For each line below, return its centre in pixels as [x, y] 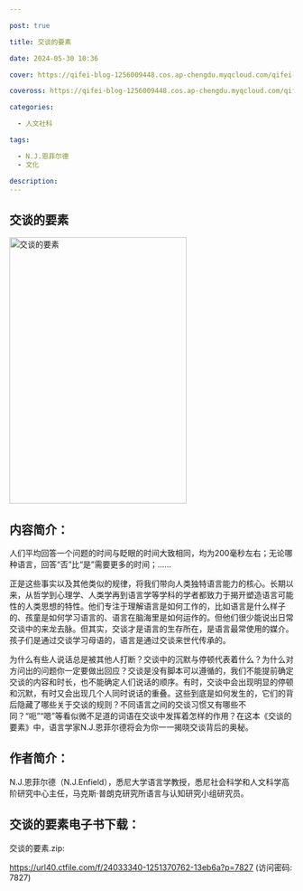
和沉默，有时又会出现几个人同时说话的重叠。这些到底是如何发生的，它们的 [147, 693]
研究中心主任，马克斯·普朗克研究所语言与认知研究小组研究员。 [133, 793]
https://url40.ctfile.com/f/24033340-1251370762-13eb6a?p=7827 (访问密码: [151, 867]
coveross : [28, 91]
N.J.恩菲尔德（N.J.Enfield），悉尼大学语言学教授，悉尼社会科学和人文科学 [146, 782]
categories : [32, 108]
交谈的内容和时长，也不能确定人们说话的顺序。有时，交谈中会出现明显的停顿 [151, 682]
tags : [19, 140]
